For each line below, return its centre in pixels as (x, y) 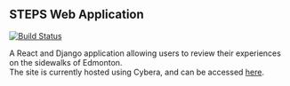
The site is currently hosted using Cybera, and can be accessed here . (137, 72)
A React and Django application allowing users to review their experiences (145, 53)
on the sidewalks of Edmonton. (66, 62)
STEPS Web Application (77, 15)
